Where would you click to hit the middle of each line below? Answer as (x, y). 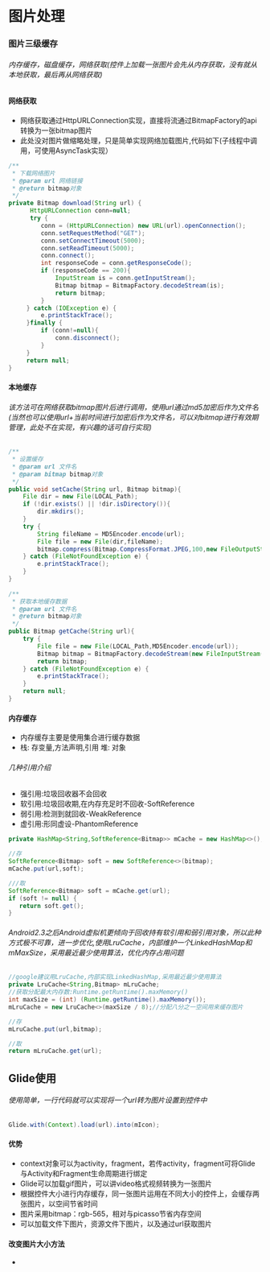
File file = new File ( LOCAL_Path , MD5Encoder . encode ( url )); (138, 646)
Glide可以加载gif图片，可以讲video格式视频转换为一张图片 (116, 1183)
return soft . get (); (51, 906)
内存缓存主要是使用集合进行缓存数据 (80, 737)
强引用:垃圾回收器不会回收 (63, 794)
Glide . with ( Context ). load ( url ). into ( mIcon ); (84, 1125)
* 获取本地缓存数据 (39, 601)
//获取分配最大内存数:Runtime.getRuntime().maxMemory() (98, 992)
